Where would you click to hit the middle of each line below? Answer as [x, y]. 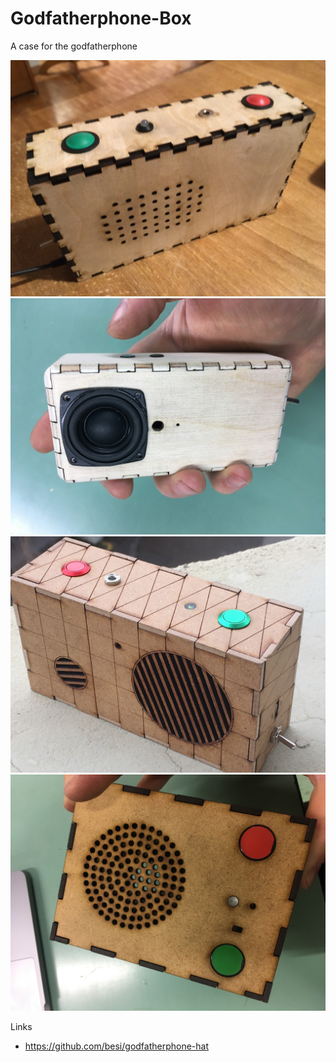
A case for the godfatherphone [74, 46]
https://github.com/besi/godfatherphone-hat [117, 1046]
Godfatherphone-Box [101, 18]
